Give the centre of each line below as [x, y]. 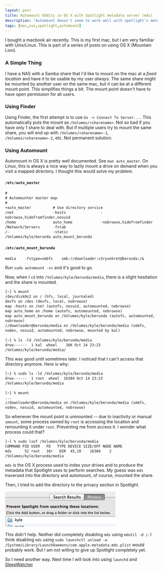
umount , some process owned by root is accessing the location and [72, 422]
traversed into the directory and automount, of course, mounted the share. [79, 475]
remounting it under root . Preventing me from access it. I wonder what [76, 426]
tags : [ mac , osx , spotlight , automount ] [43, 26]
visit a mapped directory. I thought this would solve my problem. [69, 171]
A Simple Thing [24, 63]
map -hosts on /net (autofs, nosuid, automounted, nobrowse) [68, 306]
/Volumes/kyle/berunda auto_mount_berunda [49, 237]
